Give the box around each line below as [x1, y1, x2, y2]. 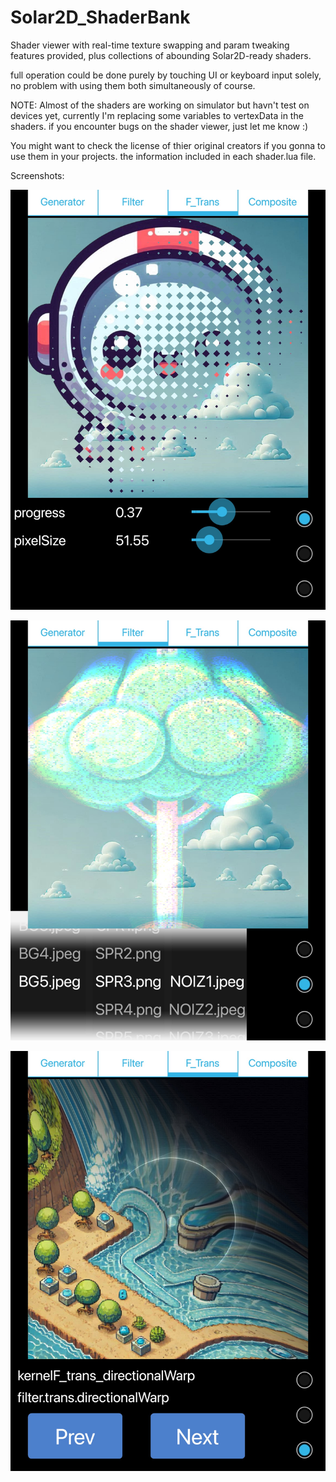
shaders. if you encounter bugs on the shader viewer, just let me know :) [10, 120, 309, 132]
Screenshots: [10, 169, 65, 181]
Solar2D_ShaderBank [10, 6, 191, 29]
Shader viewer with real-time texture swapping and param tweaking [10, 39, 290, 51]
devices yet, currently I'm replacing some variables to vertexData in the [10, 109, 304, 121]
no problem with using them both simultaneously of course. [10, 79, 256, 91]
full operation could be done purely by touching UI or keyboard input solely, [10, 69, 322, 81]
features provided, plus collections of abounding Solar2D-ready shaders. [10, 49, 312, 61]
